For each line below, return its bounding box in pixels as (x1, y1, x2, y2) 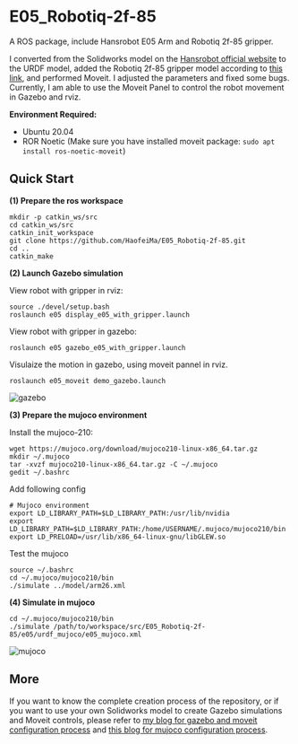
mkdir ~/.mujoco (9, 451, 70, 461)
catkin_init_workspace (9, 228, 94, 237)
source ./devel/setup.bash (9, 302, 110, 311)
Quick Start (9, 171, 74, 187)
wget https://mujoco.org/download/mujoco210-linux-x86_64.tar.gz (9, 444, 258, 453)
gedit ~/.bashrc (9, 468, 70, 477)
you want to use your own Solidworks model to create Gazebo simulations (9, 705, 283, 715)
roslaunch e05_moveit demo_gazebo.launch (9, 376, 166, 385)
